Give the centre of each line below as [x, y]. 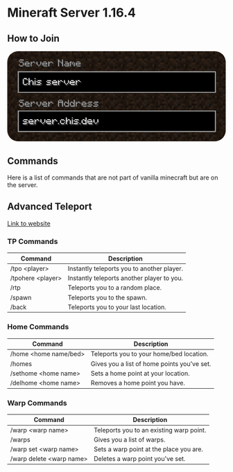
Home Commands [38, 327]
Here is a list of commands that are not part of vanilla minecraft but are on [113, 177]
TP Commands [33, 241]
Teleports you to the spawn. [107, 297]
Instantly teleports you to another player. [126, 268]
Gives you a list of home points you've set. [151, 364]
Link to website [29, 223]
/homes [21, 364]
